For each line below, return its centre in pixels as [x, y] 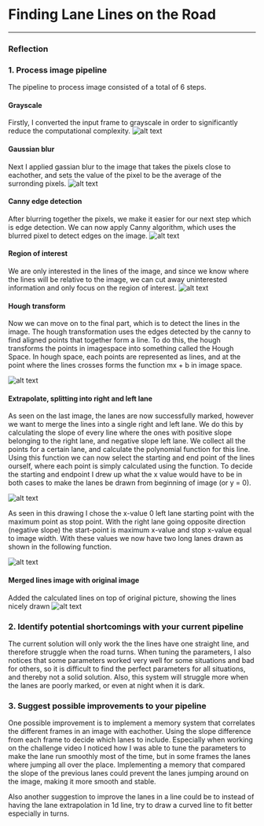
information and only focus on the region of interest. [92, 287]
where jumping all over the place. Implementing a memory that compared [127, 765]
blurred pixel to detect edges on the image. [78, 235]
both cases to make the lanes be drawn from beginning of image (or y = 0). [130, 483]
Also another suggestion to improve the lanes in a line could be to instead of [131, 797]
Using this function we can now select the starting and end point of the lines [132, 457]
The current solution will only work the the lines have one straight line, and [129, 643]
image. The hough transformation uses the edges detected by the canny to [130, 332]
